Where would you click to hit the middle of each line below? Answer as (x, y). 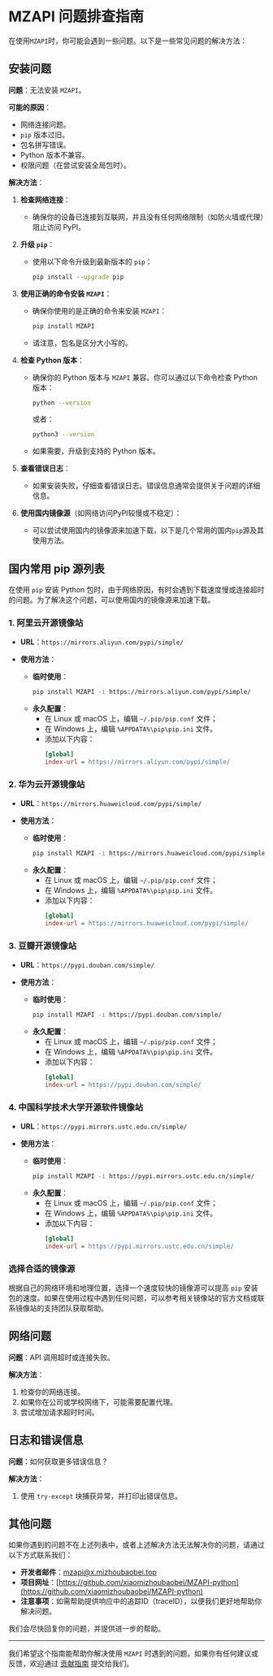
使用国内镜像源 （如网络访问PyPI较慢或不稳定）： (101, 513)
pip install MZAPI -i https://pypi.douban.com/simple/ (127, 1015)
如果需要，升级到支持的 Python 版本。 (96, 451)
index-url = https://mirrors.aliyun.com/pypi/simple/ (137, 762)
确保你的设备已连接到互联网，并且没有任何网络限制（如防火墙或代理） (148, 217)
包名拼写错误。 (45, 145)
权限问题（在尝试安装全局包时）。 (76, 165)
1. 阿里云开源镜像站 (46, 622)
